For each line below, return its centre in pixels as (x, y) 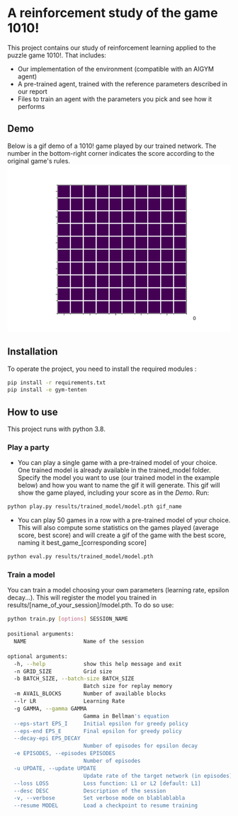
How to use (33, 412)
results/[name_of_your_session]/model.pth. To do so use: (91, 605)
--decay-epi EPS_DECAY (47, 739)
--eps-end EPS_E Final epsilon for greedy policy (98, 731)
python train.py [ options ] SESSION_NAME (68, 619)
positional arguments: (41, 634)
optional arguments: (38, 656)
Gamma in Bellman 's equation (126, 716)
